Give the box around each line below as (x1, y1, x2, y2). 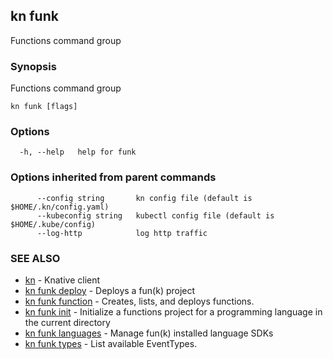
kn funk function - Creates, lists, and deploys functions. (24, 295, 255, 307)
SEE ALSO (10, 251, 61, 265)
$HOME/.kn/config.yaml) (10, 202, 110, 212)
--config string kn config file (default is (36, 193, 253, 203)
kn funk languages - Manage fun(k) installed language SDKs (24, 327, 274, 339)
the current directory (24, 317, 111, 328)
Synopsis (10, 59, 57, 73)
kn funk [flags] (10, 102, 78, 112)
